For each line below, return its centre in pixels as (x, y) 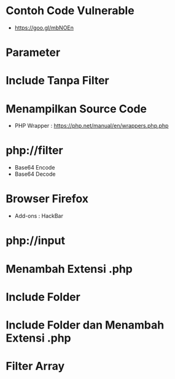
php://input (36, 241)
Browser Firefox (47, 199)
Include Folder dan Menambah (85, 325)
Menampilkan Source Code (76, 109)
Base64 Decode (35, 174)
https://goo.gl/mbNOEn (44, 28)
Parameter (33, 53)
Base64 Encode (35, 168)
